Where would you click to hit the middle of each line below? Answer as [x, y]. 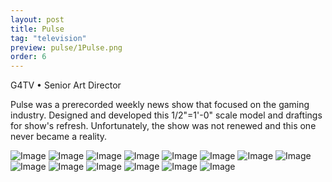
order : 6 [28, 57]
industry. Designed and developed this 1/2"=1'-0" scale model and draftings [166, 115]
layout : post [37, 19]
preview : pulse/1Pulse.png [66, 47]
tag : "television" [48, 38]
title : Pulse [37, 29]
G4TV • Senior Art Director [66, 85]
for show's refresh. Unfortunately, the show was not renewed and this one [163, 126]
